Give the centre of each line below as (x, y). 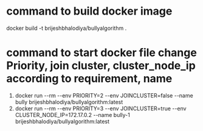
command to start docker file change (102, 53)
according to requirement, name (89, 79)
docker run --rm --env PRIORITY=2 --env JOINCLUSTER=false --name (104, 95)
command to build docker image (89, 11)
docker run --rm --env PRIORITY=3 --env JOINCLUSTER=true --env (101, 108)
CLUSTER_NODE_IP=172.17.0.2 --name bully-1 (73, 115)
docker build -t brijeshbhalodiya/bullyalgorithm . (67, 28)
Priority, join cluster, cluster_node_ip (101, 66)
